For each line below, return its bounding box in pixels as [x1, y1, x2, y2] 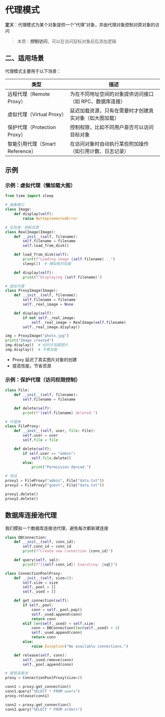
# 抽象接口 [5, 202, 25, 207]
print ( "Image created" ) [5, 338, 54, 343]
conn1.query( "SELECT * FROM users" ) [5, 689, 80, 694]
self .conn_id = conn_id [23, 544, 71, 549]
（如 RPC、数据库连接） [70, 98, 126, 105]
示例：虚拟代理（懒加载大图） [5, 182, 76, 189]
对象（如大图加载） [75, 114, 119, 121]
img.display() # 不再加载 [5, 347, 57, 352]
